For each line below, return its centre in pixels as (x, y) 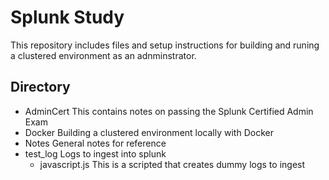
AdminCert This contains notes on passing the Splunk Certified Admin (169, 111)
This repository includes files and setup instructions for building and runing (165, 45)
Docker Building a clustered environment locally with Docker (149, 132)
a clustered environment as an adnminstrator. (103, 55)
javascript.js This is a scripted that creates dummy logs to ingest (172, 164)
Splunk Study (67, 17)
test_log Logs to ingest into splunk (95, 153)
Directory (40, 87)
